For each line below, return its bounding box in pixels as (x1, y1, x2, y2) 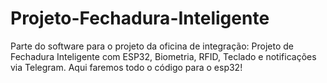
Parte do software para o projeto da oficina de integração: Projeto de (10, 40, 295, 52)
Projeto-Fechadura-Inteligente (10, 7, 270, 30)
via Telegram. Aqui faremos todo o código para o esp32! (10, 61, 243, 73)
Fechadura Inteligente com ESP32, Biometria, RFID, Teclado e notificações (10, 50, 317, 62)
